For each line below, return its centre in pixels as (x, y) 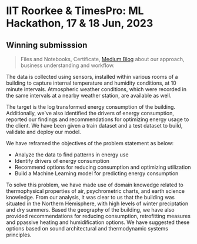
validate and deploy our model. (44, 132)
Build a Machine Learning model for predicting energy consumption (96, 173)
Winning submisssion (47, 45)
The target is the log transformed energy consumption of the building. (91, 107)
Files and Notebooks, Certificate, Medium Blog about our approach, (102, 59)
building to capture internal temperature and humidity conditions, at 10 (91, 83)
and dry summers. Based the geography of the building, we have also (90, 210)
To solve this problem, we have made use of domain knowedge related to (95, 185)
